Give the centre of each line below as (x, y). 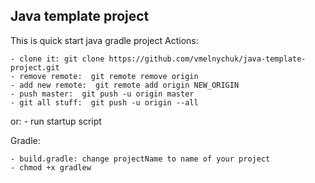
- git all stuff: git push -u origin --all (104, 102)
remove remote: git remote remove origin (109, 76)
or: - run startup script (56, 121)
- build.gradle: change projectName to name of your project (140, 159)
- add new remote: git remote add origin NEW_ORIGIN (125, 85)
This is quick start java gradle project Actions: (104, 40)
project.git (35, 67)
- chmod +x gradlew (51, 167)
